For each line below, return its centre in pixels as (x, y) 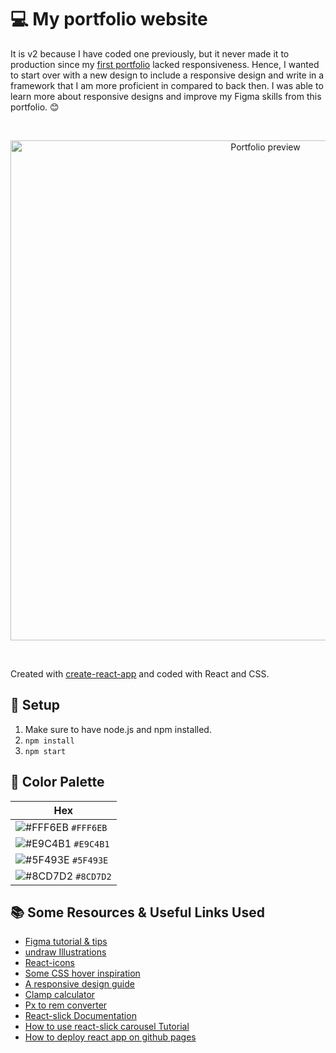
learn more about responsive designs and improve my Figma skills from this (166, 96)
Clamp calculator (60, 995)
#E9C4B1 (91, 844)
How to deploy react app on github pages (110, 1037)
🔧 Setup (35, 705)
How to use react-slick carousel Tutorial (107, 1027)
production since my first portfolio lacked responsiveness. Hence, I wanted (165, 64)
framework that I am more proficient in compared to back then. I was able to (167, 85)
